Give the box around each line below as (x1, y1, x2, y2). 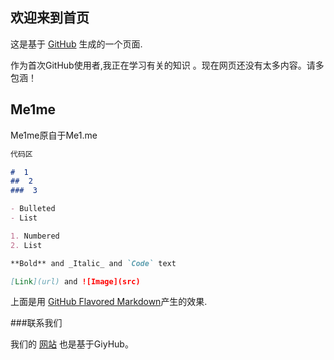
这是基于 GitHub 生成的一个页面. (10, 38, 143, 50)
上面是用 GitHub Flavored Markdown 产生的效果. (10, 296, 208, 308)
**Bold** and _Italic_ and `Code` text (10, 258, 177, 268)
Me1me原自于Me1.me (10, 129, 98, 141)
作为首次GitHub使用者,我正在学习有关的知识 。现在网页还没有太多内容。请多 (10, 59, 325, 71)
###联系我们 (10, 317, 63, 329)
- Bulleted (10, 204, 56, 214)
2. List (10, 240, 43, 250)
